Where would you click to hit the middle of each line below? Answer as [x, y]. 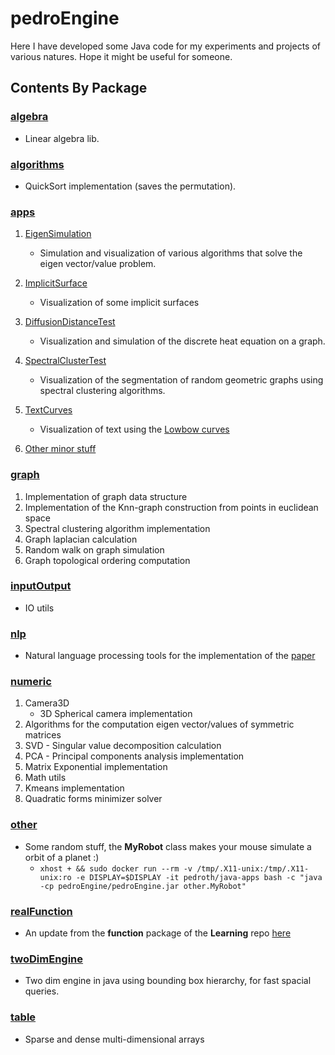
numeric [31, 682]
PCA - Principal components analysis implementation [134, 756]
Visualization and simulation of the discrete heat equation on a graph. [182, 341]
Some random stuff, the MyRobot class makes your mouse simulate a [168, 846]
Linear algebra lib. [62, 138]
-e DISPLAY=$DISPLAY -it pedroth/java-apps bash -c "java [199, 877]
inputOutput [41, 586]
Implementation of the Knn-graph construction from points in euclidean [171, 507]
